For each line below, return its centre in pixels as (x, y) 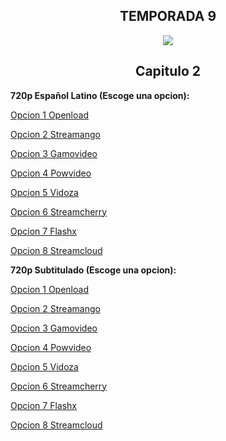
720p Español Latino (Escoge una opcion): (100, 95)
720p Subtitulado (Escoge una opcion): (93, 270)
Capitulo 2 (168, 71)
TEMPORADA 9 (168, 16)
